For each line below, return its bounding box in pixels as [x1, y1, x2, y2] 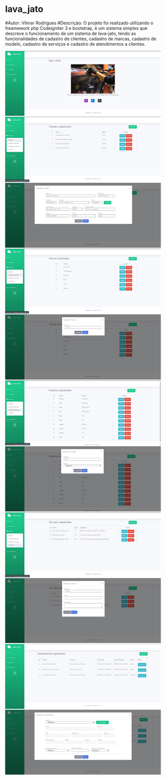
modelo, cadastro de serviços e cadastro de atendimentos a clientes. [5, 41, 146, 47]
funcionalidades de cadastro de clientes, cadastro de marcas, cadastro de [5, 36, 157, 42]
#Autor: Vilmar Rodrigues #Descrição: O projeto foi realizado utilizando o [5, 20, 154, 26]
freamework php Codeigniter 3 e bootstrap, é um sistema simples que [5, 25, 148, 31]
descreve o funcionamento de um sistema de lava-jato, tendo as [5, 30, 136, 36]
